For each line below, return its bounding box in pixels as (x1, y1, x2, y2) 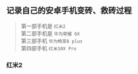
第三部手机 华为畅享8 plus (20, 37, 83, 44)
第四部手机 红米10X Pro (20, 44, 76, 52)
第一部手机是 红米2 (20, 22, 66, 30)
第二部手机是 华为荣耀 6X (20, 30, 80, 37)
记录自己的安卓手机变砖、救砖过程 (6, 5, 132, 16)
